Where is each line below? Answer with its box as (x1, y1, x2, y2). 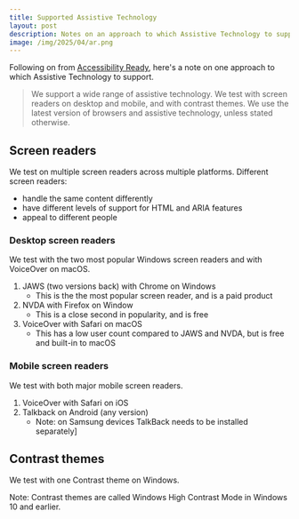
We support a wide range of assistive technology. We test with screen (30, 89, 287, 100)
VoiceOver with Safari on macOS (21, 319, 142, 330)
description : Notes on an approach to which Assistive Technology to (9, 29, 273, 38)
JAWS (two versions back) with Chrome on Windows (21, 281, 216, 291)
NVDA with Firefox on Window (21, 299, 133, 311)
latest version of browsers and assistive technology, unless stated (30, 108, 273, 118)
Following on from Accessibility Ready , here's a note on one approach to (9, 62, 276, 73)
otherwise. (30, 117, 71, 128)
